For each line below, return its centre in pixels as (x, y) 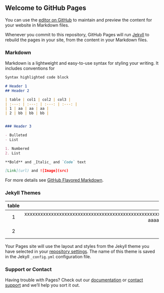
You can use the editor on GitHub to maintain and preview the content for (79, 20)
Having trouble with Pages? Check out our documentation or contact (74, 280)
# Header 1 (16, 86)
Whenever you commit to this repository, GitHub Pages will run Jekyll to (77, 34)
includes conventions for (30, 69)
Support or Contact (29, 269)
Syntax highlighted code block (37, 77)
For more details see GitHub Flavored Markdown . (54, 180)
